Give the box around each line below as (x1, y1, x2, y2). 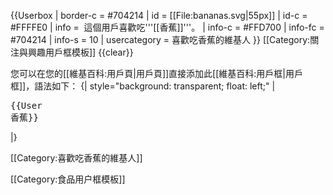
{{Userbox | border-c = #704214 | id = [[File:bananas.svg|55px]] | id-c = (10, 10, 308, 21)
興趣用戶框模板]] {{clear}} (27, 46, 134, 58)
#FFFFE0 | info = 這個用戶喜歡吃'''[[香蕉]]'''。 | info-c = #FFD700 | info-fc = (10, 21, 325, 33)
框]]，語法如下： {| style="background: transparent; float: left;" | (10, 80, 276, 92)
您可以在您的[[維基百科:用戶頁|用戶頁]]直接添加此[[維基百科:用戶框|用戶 (10, 68, 304, 79)
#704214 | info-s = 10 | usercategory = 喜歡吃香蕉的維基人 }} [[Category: (10, 34, 311, 45)
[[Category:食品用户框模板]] (10, 173, 126, 185)
